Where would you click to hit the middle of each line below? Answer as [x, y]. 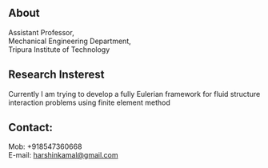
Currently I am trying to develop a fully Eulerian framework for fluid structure [134, 94]
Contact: [31, 128]
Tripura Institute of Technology [59, 49]
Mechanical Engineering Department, [70, 41]
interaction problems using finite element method [89, 102]
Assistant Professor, [41, 32]
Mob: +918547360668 [45, 146]
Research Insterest [56, 75]
